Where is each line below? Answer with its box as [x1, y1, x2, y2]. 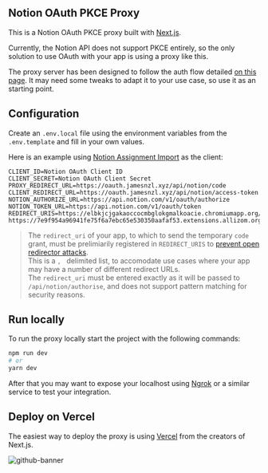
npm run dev [8, 349, 48, 357]
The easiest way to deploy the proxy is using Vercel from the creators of [8, 431, 246, 441]
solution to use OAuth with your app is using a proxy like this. [8, 51, 209, 61]
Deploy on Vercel [8, 410, 96, 424]
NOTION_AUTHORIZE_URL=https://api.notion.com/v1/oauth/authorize [8, 195, 230, 203]
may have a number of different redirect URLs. [27, 264, 181, 274]
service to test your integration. [8, 387, 112, 397]
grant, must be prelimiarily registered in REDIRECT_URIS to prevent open [27, 238, 260, 248]
